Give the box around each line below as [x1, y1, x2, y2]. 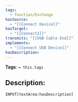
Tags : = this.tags [5, 64, 44, 70]
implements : [5, 41, 30, 46]
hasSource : [5, 17, 28, 22]
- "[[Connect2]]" [10, 31, 47, 36]
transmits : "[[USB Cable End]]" [5, 36, 73, 41]
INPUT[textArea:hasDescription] [5, 92, 73, 97]
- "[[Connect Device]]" [10, 21, 60, 27]
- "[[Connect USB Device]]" [10, 45, 69, 50]
